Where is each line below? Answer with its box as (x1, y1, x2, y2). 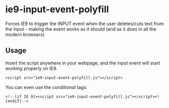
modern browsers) (5, 31, 45, 37)
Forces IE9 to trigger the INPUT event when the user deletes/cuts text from (5, 20, 164, 27)
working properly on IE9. (5, 65, 58, 71)
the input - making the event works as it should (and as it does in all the (5, 26, 157, 32)
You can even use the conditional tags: (5, 84, 87, 90)
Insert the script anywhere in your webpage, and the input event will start (5, 60, 160, 66)
